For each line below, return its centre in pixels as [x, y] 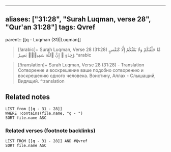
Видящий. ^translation [41, 81]
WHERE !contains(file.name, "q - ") [44, 113]
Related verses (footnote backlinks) [50, 131]
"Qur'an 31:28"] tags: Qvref [50, 27]
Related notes [27, 97]
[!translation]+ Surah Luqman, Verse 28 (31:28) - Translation [81, 65]
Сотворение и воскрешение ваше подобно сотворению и [81, 70]
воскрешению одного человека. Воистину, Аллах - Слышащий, [87, 75]
